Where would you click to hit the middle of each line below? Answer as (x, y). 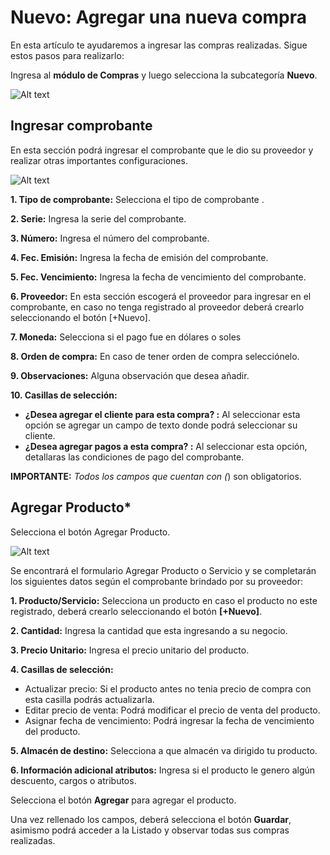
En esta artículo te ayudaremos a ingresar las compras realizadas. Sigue (159, 45)
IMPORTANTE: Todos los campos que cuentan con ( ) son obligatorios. (156, 476)
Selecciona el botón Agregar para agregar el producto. (123, 800)
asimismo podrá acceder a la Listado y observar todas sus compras (150, 830)
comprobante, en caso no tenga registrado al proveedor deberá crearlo (157, 307)
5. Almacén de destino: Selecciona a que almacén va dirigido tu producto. (164, 750)
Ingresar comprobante (81, 126)
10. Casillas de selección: (64, 395)
